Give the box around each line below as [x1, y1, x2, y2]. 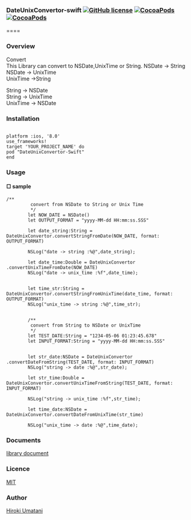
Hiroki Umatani [6, 507, 43, 514]
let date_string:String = [28, 228, 93, 234]
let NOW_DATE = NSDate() [28, 212, 90, 219]
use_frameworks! [6, 138, 47, 144]
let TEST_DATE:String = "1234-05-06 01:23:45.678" [28, 333, 157, 339]
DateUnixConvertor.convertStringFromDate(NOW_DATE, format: [6, 233, 160, 240]
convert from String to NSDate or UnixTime [30, 322, 141, 328]
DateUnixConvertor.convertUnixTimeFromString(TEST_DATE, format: [6, 380, 173, 387]
